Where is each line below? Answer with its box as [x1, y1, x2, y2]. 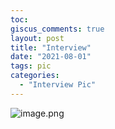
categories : [10, 71, 60, 81]
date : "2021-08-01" [10, 52, 92, 62]
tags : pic [10, 61, 52, 71]
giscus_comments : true [10, 24, 105, 34]
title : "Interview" [10, 42, 92, 53]
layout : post [10, 33, 65, 43]
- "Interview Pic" [19, 80, 97, 90]
